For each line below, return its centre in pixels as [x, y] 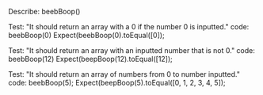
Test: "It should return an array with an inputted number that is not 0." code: [131, 50]
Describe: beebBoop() [44, 11]
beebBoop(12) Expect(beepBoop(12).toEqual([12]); [90, 59]
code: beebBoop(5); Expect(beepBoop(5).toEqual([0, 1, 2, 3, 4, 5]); [117, 83]
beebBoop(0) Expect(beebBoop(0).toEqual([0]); [86, 35]
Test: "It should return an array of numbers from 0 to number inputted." [124, 74]
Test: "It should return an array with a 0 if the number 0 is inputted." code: [129, 27]
